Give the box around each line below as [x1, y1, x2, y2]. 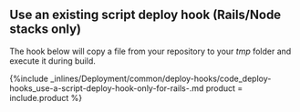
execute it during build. [9, 55, 96, 66]
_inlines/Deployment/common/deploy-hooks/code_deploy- [49, 73, 272, 84]
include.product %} [9, 92, 83, 103]
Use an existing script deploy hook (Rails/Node [9, 7, 282, 23]
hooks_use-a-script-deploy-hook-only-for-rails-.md [9, 82, 204, 94]
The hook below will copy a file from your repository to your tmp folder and [9, 46, 292, 56]
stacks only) [9, 22, 82, 37]
